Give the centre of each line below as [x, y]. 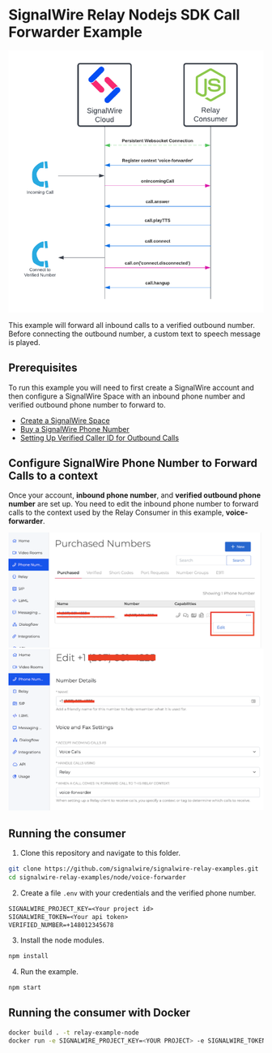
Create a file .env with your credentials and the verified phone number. [138, 893]
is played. [24, 342]
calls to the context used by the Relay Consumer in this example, [116, 512]
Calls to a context [53, 475]
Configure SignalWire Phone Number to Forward [133, 463]
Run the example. [49, 971]
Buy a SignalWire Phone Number [74, 429]
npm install [28, 956]
